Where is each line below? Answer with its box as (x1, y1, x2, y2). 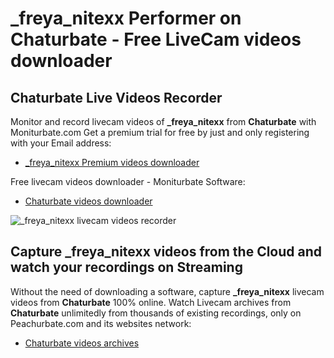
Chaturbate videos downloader (24, 195, 153, 207)
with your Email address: (10, 137, 112, 149)
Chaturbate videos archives (24, 337, 140, 349)
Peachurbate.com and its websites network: (10, 317, 192, 329)
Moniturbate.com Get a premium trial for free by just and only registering (10, 127, 310, 138)
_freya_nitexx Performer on (10, 7, 242, 30)
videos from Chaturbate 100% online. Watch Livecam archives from (10, 296, 292, 308)
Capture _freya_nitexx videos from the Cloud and (10, 243, 323, 261)
